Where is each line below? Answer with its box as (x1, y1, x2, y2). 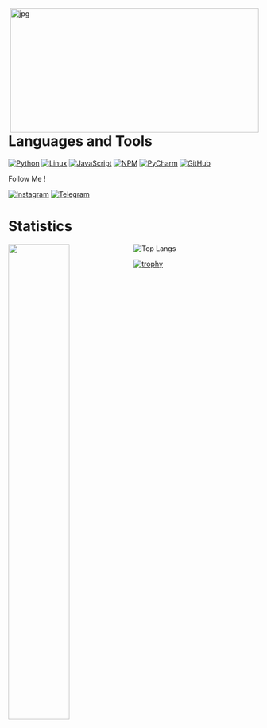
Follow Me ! (8, 174, 46, 183)
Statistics (8, 217, 73, 235)
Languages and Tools (8, 132, 153, 150)
